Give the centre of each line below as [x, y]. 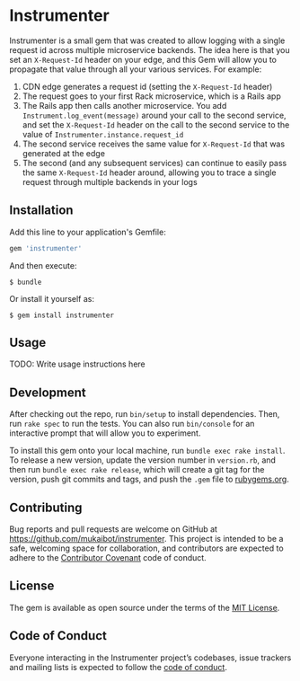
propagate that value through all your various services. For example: [136, 69]
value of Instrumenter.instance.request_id [103, 134]
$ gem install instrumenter [62, 315]
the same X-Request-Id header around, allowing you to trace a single [149, 172]
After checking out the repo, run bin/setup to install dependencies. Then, [145, 414]
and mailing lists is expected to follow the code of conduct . [118, 667]
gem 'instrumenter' [46, 248]
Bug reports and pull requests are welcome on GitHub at [114, 529]
